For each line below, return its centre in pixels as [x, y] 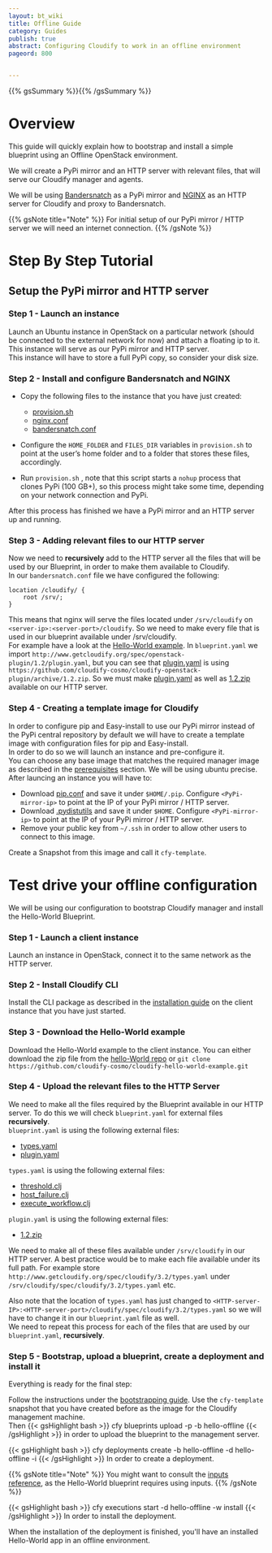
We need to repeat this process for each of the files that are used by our [129, 1326]
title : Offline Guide [45, 24]
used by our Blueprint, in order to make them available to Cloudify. [119, 567]
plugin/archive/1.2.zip [49, 679]
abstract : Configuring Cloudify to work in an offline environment [125, 46]
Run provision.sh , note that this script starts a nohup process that [130, 478]
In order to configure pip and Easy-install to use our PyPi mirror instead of [132, 726]
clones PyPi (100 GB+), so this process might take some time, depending [142, 487]
